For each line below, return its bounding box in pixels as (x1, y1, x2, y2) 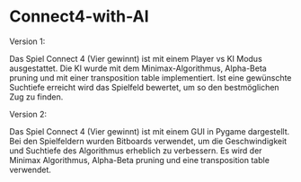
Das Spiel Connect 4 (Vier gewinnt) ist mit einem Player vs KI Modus (9, 53, 262, 64)
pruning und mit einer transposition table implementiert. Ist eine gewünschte (9, 72, 292, 82)
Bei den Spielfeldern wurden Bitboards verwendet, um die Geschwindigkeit (9, 135, 288, 146)
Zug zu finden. (9, 91, 64, 102)
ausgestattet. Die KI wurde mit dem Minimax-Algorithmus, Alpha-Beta (9, 63, 267, 74)
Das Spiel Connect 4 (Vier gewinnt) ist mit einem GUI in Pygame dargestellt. (9, 126, 290, 136)
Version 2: (9, 108, 48, 119)
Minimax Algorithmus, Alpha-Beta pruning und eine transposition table (9, 154, 270, 165)
